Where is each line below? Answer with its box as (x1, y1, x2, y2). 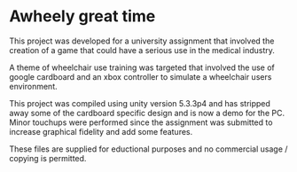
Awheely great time (9, 6, 156, 27)
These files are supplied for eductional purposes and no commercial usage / (9, 144, 288, 154)
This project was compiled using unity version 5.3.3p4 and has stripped (9, 98, 270, 108)
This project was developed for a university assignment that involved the (9, 35, 275, 46)
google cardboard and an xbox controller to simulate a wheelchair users (9, 71, 272, 82)
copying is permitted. (9, 152, 87, 163)
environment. (9, 81, 58, 91)
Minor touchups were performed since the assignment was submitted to (9, 117, 273, 128)
